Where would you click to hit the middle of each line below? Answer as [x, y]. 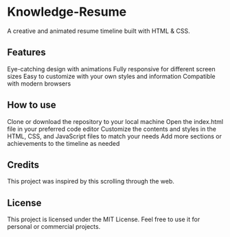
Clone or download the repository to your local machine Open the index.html [115, 121]
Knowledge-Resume [67, 12]
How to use [32, 105]
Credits [23, 165]
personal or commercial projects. [54, 227]
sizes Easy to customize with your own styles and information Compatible [112, 76]
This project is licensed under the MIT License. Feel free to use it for [104, 219]
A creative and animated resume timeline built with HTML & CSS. [99, 31]
